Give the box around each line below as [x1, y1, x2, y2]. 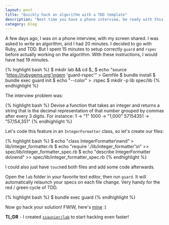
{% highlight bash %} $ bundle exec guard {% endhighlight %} [5, 194, 136, 200]
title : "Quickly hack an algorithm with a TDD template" [5, 12, 128, 17]
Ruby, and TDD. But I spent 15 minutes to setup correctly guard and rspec [5, 46, 157, 52]
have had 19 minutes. [5, 57, 49, 63]
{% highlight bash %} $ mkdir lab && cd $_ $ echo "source [5, 67, 127, 73]
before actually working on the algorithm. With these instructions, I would [5, 52, 158, 58]
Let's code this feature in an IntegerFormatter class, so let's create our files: [5, 128, 164, 134]
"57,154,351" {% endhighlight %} [5, 118, 73, 124]
